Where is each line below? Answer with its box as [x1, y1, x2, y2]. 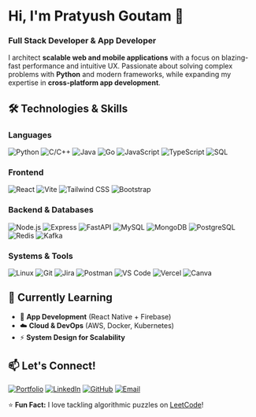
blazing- [221, 53, 249, 62]
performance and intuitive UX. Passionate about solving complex [22, 61, 233, 71]
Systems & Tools [8, 250, 73, 261]
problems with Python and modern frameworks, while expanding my [8, 70, 232, 79]
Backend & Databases [8, 205, 94, 216]
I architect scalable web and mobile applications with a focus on [8, 53, 221, 62]
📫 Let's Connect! [8, 360, 96, 373]
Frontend [8, 167, 44, 178]
